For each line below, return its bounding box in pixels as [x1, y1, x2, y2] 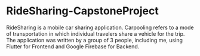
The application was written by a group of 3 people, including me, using [6, 36, 183, 43]
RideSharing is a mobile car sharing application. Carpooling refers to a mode [6, 24, 194, 31]
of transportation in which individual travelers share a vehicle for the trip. [6, 30, 185, 37]
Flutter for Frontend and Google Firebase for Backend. [6, 43, 140, 50]
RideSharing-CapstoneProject [6, 4, 159, 18]
